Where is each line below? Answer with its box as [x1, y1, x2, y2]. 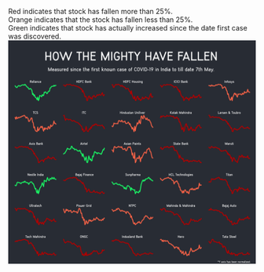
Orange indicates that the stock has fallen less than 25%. [8, 15, 193, 24]
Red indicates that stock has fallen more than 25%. [8, 7, 173, 16]
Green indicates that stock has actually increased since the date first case [8, 24, 247, 32]
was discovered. [8, 31, 61, 41]
